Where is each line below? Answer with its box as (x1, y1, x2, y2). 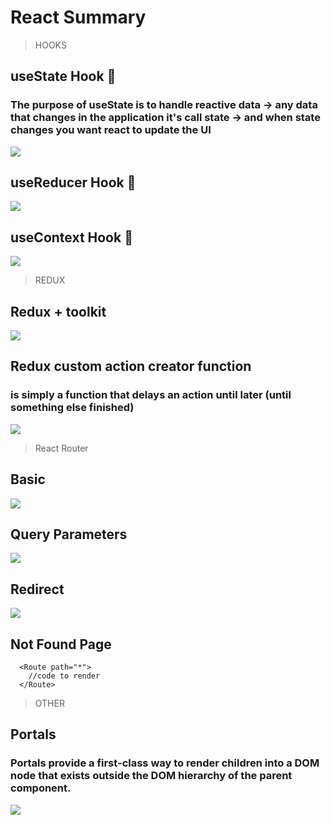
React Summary (10, 6, 147, 29)
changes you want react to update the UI (10, 123, 212, 137)
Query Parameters (10, 526, 128, 543)
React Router (34, 442, 89, 454)
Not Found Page (10, 636, 112, 653)
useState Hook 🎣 (10, 68, 117, 85)
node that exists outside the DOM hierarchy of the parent (10, 769, 293, 783)
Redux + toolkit (10, 303, 107, 320)
